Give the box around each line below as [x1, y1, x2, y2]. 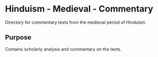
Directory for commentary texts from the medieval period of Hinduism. [5, 19, 147, 25]
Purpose [5, 33, 32, 42]
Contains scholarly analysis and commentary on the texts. [5, 46, 122, 52]
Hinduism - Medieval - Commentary [5, 3, 154, 14]
